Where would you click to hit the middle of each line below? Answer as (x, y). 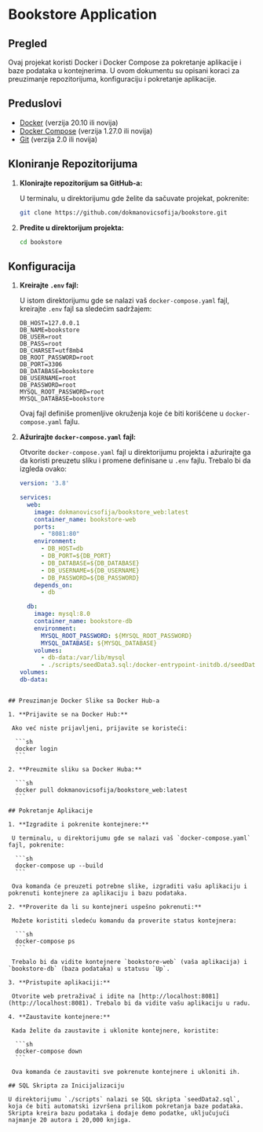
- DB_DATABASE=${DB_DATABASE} (90, 563)
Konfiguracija (42, 266)
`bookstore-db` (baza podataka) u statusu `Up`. (89, 969)
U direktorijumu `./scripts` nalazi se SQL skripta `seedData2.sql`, (124, 1099)
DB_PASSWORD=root (48, 385)
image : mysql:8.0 (62, 614)
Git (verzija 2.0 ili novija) (58, 139)
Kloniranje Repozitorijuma (73, 164)
